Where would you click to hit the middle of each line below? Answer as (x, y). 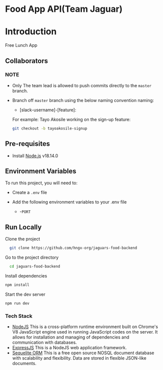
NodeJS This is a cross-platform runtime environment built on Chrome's (85, 327)
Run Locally (23, 227)
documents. (24, 363)
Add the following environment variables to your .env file (69, 202)
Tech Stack (19, 316)
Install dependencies (26, 276)
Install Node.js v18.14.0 (35, 156)
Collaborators (27, 61)
